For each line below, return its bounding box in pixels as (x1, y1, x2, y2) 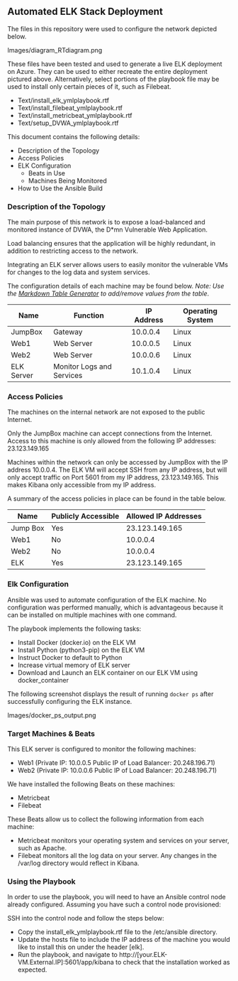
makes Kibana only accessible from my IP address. (7, 481, 157, 489)
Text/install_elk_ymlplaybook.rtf (17, 96, 110, 104)
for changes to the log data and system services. (7, 268, 150, 276)
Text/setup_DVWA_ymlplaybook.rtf (17, 119, 119, 127)
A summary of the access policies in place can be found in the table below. (7, 494, 227, 503)
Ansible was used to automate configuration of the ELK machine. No (7, 595, 207, 604)
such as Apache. (17, 844, 67, 852)
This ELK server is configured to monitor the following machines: (7, 745, 196, 753)
